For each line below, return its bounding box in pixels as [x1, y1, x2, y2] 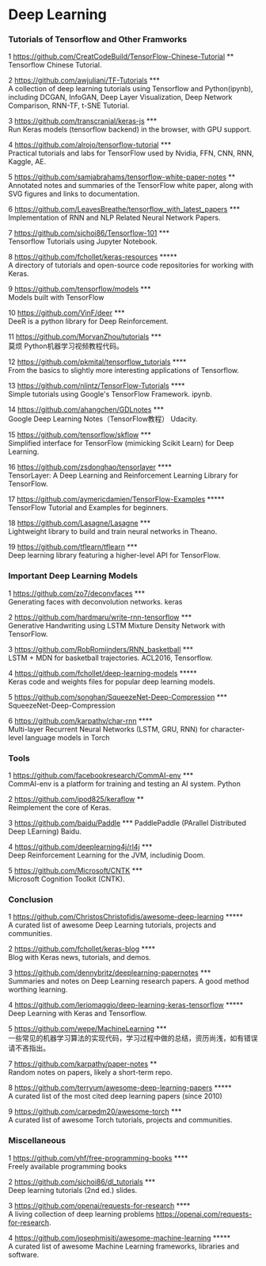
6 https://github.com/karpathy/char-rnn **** [8, 715, 153, 725]
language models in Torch [25, 732, 110, 742]
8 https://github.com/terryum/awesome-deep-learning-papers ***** [8, 1083, 232, 1092]
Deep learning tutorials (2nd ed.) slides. [8, 1185, 138, 1195]
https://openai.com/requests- [155, 1209, 253, 1218]
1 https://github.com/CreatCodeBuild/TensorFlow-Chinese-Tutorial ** [8, 52, 234, 61]
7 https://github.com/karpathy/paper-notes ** [8, 1059, 158, 1068]
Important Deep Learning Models [8, 570, 139, 581]
